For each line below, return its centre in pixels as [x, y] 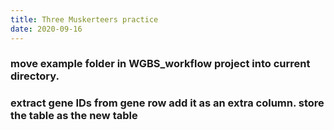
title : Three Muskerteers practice [84, 19]
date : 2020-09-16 [46, 29]
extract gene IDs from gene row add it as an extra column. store [167, 103]
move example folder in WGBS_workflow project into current [160, 64]
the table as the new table [74, 116]
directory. [35, 76]
